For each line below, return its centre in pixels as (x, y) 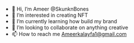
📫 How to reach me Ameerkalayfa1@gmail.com (69, 34)
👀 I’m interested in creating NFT (50, 15)
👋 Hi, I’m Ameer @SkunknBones (50, 9)
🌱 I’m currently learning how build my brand (64, 21)
